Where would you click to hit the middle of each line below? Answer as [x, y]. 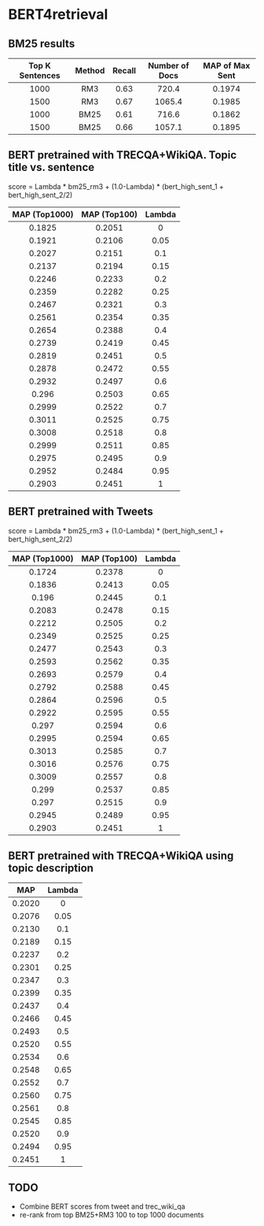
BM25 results [42, 44]
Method [90, 71]
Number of [169, 66]
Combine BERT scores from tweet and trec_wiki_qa [103, 1206]
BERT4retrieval [58, 15]
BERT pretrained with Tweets [81, 512]
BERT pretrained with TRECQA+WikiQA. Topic [123, 155]
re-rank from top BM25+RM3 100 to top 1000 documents [112, 1215]
